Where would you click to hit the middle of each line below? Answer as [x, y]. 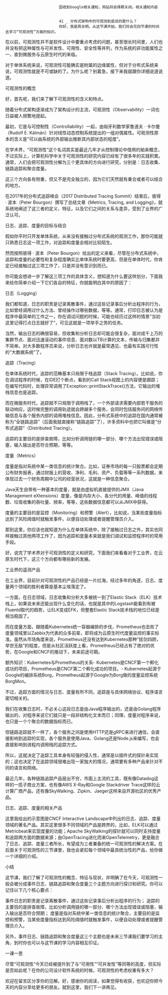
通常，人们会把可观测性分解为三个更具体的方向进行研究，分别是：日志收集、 [84, 162]
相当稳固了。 [18, 616]
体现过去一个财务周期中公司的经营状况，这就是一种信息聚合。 [69, 479]
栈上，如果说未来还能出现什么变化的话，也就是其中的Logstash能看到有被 [80, 604]
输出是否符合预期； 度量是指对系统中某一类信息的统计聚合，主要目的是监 [84, 913]
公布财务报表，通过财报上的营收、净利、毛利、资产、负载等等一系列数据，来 [84, 472]
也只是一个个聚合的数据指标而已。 [40, 721]
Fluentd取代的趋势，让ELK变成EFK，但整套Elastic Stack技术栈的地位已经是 [82, 610]
